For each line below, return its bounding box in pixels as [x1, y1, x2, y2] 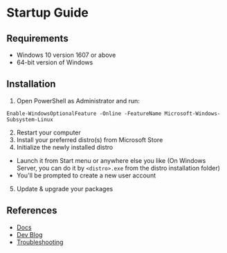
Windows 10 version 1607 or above [16, 51, 116, 59]
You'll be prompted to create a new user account [16, 171, 156, 180]
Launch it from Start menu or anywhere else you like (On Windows [16, 156, 206, 164]
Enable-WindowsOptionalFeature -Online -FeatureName [6, 110, 162, 117]
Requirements [6, 33, 69, 44]
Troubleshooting [16, 238, 64, 246]
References [6, 204, 57, 216]
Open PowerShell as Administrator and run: [16, 96, 140, 105]
